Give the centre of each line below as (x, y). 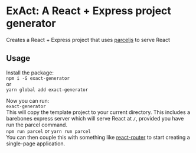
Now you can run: (28, 100)
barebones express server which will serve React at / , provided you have (95, 118)
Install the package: (30, 73)
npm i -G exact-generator (38, 78)
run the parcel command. (37, 125)
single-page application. (36, 144)
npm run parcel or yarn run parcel (49, 131)
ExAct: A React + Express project (89, 11)
